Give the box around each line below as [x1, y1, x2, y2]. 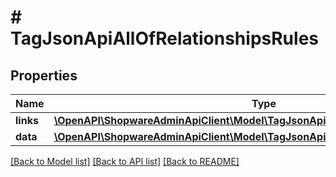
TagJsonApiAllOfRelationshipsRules [10, 27, 319, 50]
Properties [10, 67, 78, 84]
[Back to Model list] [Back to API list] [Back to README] [10, 156, 240, 167]
